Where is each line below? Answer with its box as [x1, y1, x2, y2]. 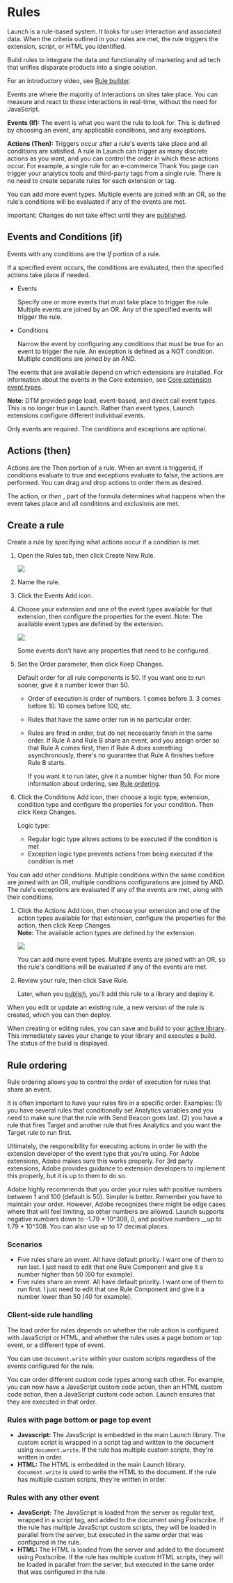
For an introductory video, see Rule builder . [7, 76, 131, 84]
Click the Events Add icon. [17, 591, 93, 600]
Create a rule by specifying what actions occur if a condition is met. [7, 538, 201, 547]
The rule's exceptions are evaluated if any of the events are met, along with [7, 886, 223, 894]
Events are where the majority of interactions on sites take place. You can [7, 90, 218, 98]
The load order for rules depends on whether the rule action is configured [7, 1325, 219, 1334]
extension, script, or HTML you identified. [7, 42, 127, 50]
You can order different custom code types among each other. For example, [7, 1375, 225, 1383]
